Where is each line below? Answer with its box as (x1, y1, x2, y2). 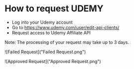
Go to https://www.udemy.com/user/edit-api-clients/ (11, 24, 120, 30)
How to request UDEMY (4, 3, 104, 14)
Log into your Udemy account (11, 19, 73, 25)
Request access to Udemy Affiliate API (11, 30, 91, 35)
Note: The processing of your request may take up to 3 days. (4, 39, 130, 45)
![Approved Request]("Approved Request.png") (4, 58, 101, 64)
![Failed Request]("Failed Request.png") (4, 49, 86, 55)
